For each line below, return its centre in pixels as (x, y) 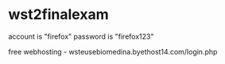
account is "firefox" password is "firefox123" (81, 36)
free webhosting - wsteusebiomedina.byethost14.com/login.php (113, 51)
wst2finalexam (58, 15)
